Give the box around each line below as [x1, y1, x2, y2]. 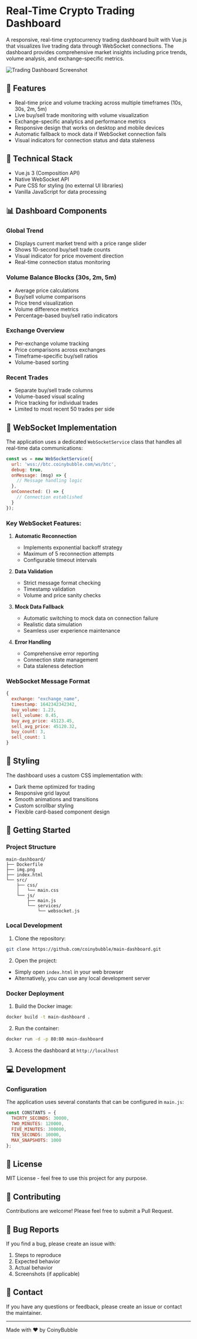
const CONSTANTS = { [6, 1110, 57, 1116]
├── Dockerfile [6, 861, 43, 867]
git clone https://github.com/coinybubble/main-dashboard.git [6, 946, 161, 952]
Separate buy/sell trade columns [14, 387, 93, 394]
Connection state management [23, 656, 98, 663]
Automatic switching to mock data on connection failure [23, 614, 158, 621]
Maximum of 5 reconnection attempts [23, 550, 114, 557]
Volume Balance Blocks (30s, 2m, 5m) [6, 273, 117, 282]
